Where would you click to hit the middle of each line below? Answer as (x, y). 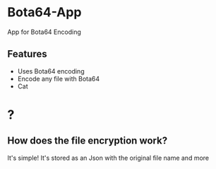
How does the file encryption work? (88, 141)
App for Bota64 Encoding (44, 32)
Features (27, 54)
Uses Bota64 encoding (51, 71)
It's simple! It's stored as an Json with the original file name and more (108, 158)
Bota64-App (44, 12)
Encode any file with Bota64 (59, 78)
